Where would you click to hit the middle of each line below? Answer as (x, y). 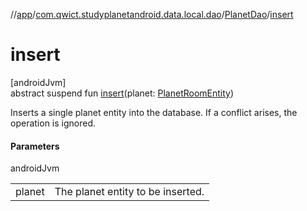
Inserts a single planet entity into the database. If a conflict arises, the (154, 112)
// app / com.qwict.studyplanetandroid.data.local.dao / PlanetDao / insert (152, 14)
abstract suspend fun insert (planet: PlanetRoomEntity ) (122, 93)
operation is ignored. (53, 123)
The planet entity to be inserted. (129, 192)
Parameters (35, 146)
